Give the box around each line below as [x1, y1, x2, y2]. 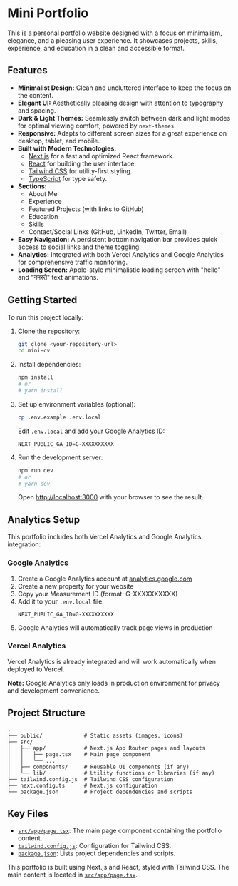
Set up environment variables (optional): [17, 399, 136, 408]
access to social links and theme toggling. [17, 243, 141, 251]
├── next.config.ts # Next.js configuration [7, 782, 158, 789]
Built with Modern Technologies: [17, 144, 117, 153]
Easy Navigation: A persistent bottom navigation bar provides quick [17, 235, 218, 243]
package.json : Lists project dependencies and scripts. [17, 849, 176, 857]
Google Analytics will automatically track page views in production [17, 623, 213, 632]
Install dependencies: [17, 360, 81, 369]
